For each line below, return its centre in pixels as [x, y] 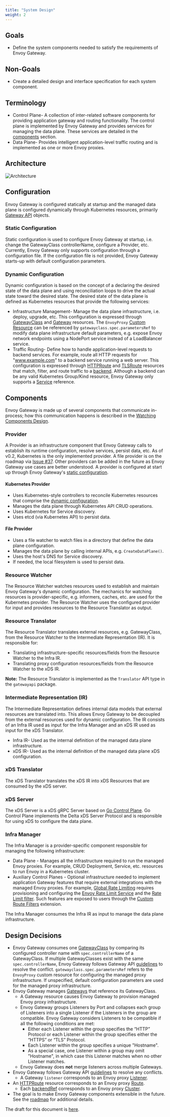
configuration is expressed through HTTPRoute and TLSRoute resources [88, 366]
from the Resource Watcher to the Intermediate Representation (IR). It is [80, 637]
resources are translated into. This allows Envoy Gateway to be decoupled [83, 714]
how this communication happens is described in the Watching [90, 415]
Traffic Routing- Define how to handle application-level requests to [82, 349]
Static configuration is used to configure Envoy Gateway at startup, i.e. [79, 239]
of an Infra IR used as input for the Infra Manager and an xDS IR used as [80, 725]
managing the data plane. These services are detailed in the [75, 131]
